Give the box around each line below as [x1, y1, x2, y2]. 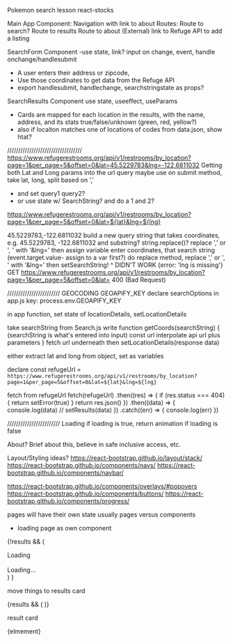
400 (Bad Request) [111, 275, 166, 284]
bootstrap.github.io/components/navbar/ [7, 468, 124, 477]
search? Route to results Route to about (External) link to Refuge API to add [7, 27, 223, 35]
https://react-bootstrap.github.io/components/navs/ [7, 461, 156, 469]
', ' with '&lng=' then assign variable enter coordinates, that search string [7, 246, 216, 254]
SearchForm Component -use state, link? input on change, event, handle [7, 48, 216, 56]
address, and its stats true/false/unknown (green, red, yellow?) [17, 118, 197, 126]
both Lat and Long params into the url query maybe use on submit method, [7, 169, 223, 176]
